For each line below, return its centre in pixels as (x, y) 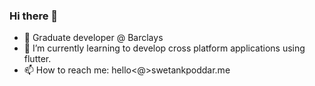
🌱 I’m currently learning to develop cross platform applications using (164, 48)
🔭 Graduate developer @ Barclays (93, 38)
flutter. (37, 59)
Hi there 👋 (34, 16)
